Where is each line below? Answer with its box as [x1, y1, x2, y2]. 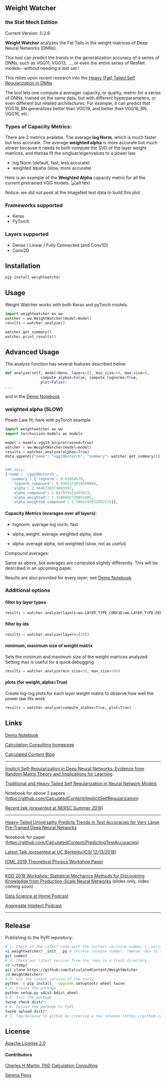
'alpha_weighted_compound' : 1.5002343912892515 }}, [11, 499, 119, 505]
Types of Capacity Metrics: [5, 123, 72, 130]
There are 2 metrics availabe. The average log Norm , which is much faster [5, 134, 157, 140]
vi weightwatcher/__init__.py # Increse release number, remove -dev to [5, 949, 158, 954]
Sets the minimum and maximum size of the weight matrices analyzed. [5, 654, 149, 660]
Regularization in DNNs [5, 80, 53, 86]
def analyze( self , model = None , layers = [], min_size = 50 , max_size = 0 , [5, 370, 149, 376]
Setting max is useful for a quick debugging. [5, 659, 95, 665]
